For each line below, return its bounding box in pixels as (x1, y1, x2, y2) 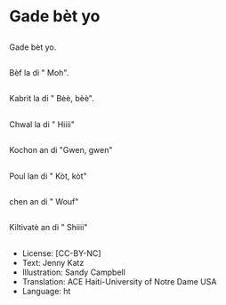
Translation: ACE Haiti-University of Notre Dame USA (21, 276, 217, 286)
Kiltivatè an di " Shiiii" (9, 222, 88, 233)
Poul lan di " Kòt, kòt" (9, 171, 87, 181)
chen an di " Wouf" (9, 196, 79, 206)
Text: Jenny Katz (21, 257, 85, 268)
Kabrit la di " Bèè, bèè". (9, 93, 95, 104)
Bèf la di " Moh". (9, 67, 69, 77)
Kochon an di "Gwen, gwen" (9, 145, 113, 156)
